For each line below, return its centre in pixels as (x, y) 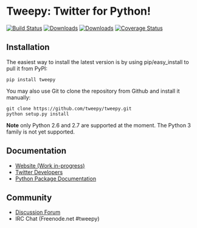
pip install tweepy (31, 80)
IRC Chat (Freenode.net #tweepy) (57, 219)
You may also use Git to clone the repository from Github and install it (93, 91)
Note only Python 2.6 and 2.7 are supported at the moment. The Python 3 (99, 125)
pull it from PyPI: (27, 68)
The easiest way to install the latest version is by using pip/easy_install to (98, 62)
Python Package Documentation (55, 179)
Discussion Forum (38, 212)
